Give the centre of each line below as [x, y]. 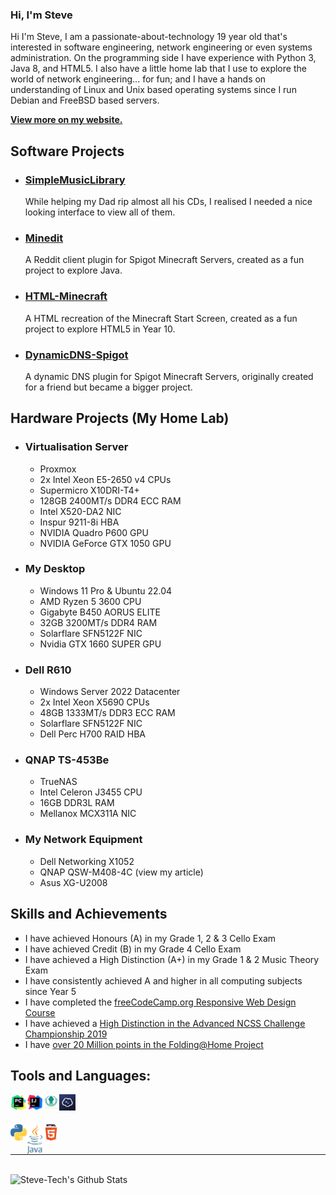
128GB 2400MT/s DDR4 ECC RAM [110, 500]
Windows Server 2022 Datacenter [110, 692]
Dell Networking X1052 [87, 861]
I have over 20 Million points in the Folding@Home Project [144, 1044]
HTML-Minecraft [66, 296]
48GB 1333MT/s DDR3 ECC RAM [107, 713]
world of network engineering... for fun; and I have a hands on [138, 79]
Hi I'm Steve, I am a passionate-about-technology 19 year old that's [149, 37]
